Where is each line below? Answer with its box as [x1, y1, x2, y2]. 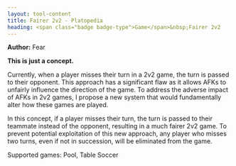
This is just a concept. [7, 57, 74, 65]
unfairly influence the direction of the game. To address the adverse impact [7, 86, 229, 94]
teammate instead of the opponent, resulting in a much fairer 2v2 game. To [7, 122, 227, 131]
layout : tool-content [7, 10, 72, 18]
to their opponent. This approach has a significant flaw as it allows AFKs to [7, 78, 226, 87]
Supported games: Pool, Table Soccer [7, 150, 119, 160]
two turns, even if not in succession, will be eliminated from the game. [7, 137, 213, 145]
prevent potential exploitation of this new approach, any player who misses [7, 129, 227, 138]
